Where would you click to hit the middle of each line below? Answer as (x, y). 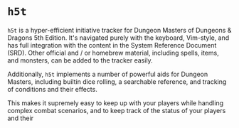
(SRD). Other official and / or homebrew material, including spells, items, (113, 53)
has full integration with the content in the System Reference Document (112, 45)
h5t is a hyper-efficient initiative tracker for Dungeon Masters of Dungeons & (119, 30)
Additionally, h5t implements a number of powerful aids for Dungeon (108, 74)
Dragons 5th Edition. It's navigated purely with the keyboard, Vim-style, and (118, 38)
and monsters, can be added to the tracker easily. (80, 60)
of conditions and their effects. (52, 89)
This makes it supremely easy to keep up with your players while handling (116, 103)
